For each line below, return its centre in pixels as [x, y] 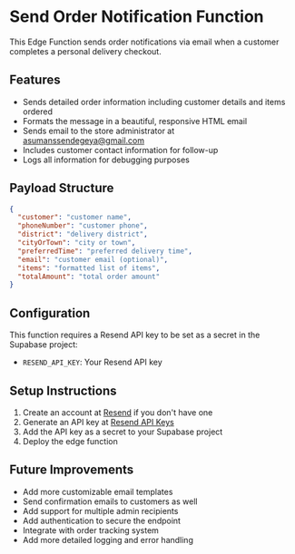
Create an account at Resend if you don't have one [118, 412]
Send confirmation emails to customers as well [110, 501]
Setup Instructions [63, 390]
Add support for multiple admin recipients [100, 510]
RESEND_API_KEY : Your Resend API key [93, 362]
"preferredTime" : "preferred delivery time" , [105, 251]
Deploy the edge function [70, 441]
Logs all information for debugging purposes [106, 160]
